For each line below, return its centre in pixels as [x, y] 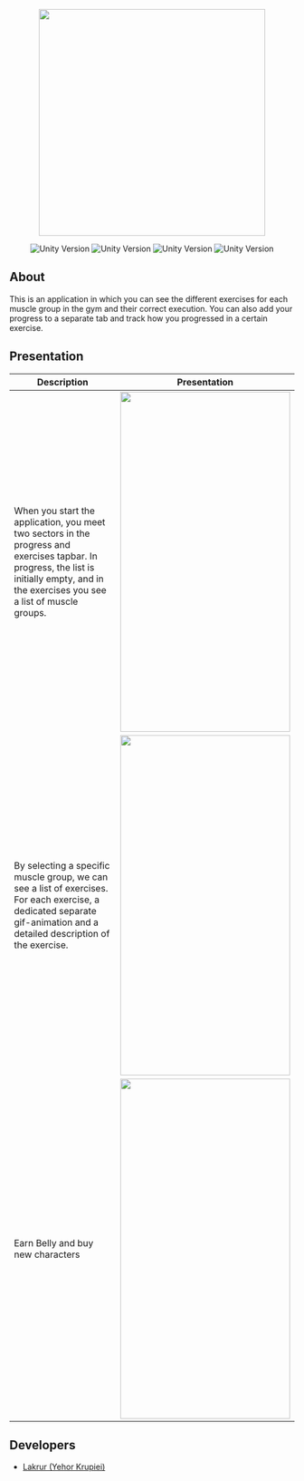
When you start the [54, 511]
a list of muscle [46, 601]
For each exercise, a [57, 900]
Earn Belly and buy [54, 1242]
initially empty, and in [59, 579]
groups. [30, 612]
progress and [42, 544]
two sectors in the [52, 533]
